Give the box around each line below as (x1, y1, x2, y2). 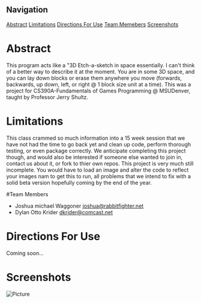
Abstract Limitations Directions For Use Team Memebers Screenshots (6, 20, 179, 28)
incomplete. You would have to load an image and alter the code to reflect (6, 166, 189, 173)
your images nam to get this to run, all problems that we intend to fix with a (6, 172, 191, 179)
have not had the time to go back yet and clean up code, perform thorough (6, 140, 191, 148)
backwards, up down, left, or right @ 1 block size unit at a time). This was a (6, 80, 191, 88)
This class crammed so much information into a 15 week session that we (6, 134, 185, 142)
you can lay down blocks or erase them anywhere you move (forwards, (6, 74, 182, 82)
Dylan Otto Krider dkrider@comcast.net (14, 208, 113, 215)
